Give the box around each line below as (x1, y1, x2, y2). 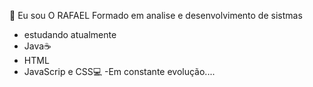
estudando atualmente (23, 29, 117, 40)
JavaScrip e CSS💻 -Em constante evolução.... (23, 66, 216, 77)
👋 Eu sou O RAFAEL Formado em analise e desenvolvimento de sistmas (9, 10, 303, 21)
